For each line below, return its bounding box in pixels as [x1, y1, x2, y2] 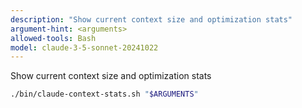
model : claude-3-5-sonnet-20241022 [10, 42, 159, 53]
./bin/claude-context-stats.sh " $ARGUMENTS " [10, 89, 199, 100]
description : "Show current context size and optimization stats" [10, 14, 293, 25]
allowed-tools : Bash [10, 33, 97, 43]
